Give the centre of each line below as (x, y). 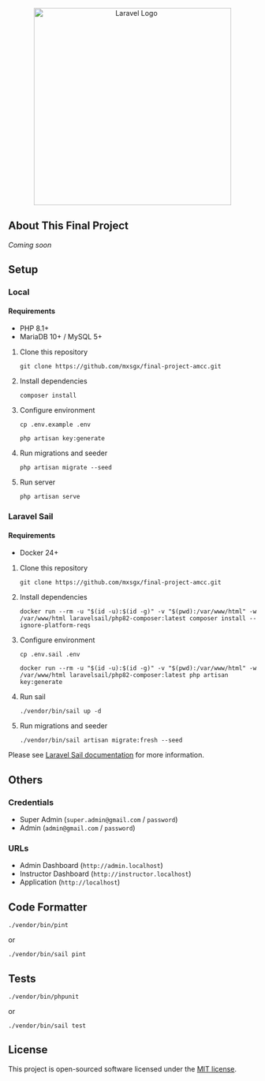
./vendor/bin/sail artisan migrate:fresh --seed (101, 741)
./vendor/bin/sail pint (47, 955)
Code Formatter (48, 907)
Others (26, 780)
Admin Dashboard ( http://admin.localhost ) (91, 866)
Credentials (31, 802)
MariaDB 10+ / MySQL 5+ (61, 337)
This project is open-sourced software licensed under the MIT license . (123, 1068)
